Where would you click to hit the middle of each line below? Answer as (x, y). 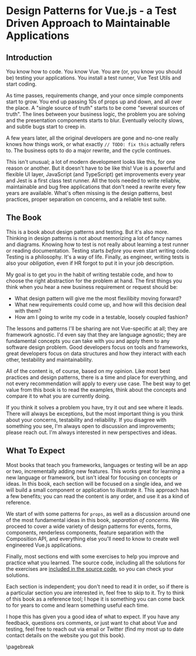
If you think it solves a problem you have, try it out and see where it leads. (95, 407)
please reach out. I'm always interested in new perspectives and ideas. (92, 432)
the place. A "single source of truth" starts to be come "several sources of (95, 108)
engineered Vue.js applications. (44, 545)
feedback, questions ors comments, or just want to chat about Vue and (92, 623)
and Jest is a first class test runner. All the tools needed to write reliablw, (94, 181)
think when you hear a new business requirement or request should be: (92, 287)
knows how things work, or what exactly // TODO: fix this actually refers (96, 144)
